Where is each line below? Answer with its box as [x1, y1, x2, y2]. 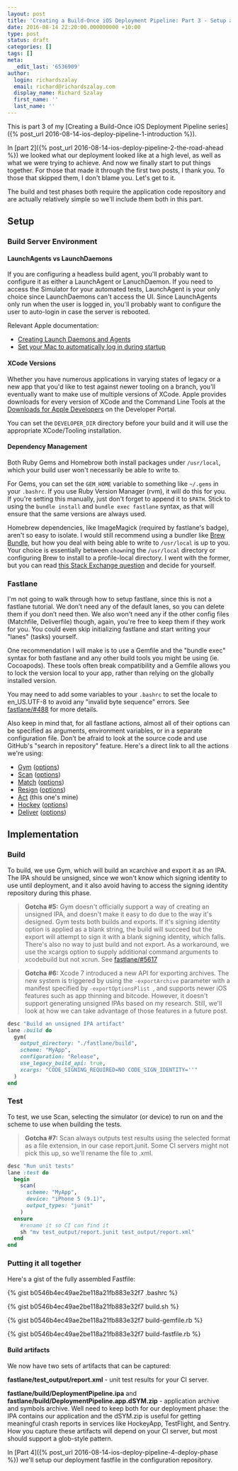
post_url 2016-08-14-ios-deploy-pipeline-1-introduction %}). [20, 129, 197, 138]
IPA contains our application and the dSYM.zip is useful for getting [7, 1411, 201, 1420]
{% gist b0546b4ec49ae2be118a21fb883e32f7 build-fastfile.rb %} [7, 1329, 201, 1338]
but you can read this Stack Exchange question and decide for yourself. [7, 561, 216, 570]
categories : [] [7, 43, 52, 50]
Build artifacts [7, 1345, 50, 1355]
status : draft [7, 37, 50, 44]
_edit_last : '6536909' [13, 63, 81, 70]
